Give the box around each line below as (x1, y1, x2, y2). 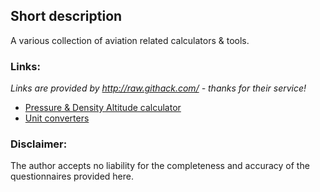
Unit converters (24, 112, 90, 124)
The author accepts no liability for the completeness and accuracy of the (10, 160, 310, 172)
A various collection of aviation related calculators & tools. (10, 34, 250, 46)
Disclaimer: (10, 137, 68, 151)
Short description (10, 8, 123, 25)
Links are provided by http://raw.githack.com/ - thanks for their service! (10, 82, 307, 94)
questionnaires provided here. (10, 170, 134, 183)
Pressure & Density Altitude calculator (24, 102, 182, 114)
